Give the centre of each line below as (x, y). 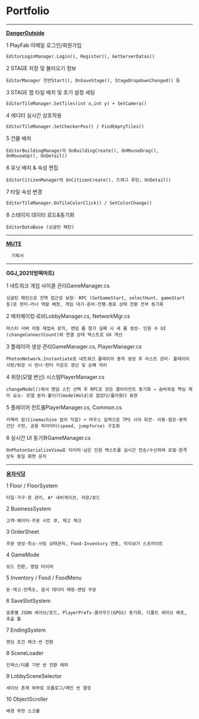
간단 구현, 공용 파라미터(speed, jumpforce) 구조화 (63, 426)
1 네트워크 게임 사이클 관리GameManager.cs (58, 286)
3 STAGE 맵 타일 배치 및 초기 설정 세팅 (51, 92)
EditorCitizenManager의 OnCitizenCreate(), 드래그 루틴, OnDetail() (89, 180)
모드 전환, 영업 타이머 (30, 566)
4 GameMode (23, 555)
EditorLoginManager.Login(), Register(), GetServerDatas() (81, 56)
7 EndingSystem (26, 630)
